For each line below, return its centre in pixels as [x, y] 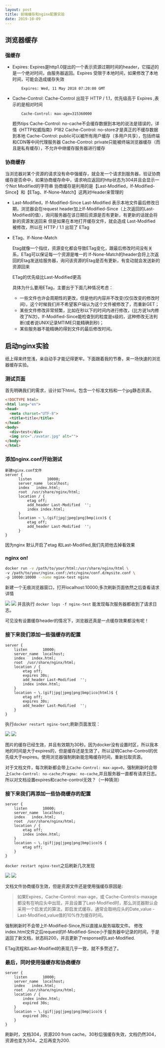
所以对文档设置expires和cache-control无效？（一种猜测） [64, 780]
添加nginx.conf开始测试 [34, 459]
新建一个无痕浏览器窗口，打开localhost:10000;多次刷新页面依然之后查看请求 [82, 588]
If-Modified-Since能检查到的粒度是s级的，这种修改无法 [98, 317]
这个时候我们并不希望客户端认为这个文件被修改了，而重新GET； [95, 304]
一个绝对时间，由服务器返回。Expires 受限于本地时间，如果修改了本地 [87, 73]
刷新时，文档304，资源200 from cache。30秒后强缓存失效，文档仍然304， [82, 1034]
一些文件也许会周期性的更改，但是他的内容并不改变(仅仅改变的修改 [87, 298]
